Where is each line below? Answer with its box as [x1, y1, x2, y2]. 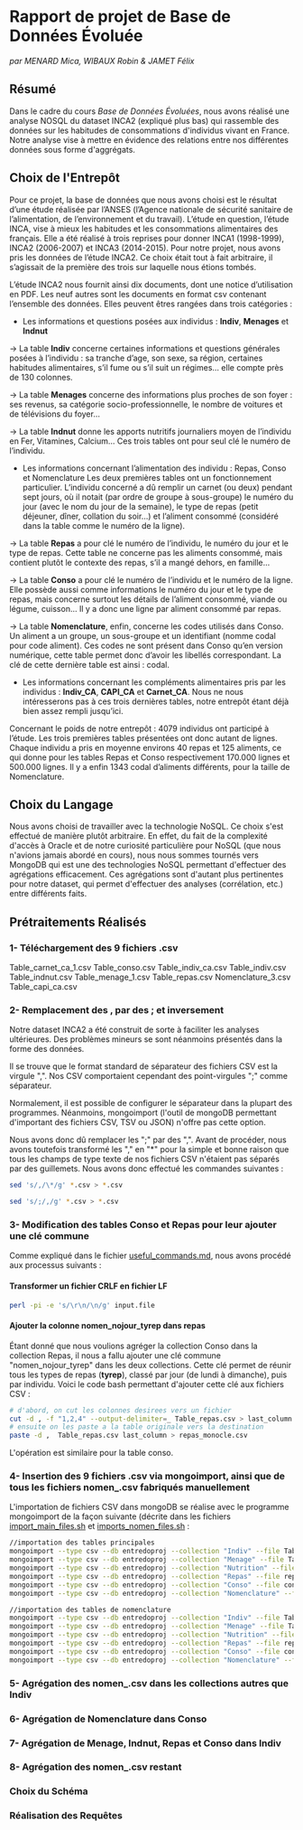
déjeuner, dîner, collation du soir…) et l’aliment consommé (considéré [22, 511, 280, 521]
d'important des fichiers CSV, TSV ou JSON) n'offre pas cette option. [9, 1117, 266, 1128]
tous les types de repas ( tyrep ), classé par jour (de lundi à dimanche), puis [9, 1369, 288, 1380]
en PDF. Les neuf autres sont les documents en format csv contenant [9, 288, 267, 299]
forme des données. [9, 1044, 85, 1055]
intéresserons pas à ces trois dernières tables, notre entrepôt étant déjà [22, 696, 289, 707]
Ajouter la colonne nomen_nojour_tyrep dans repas [9, 1320, 206, 1331]
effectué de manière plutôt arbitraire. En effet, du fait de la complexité [9, 831, 269, 841]
